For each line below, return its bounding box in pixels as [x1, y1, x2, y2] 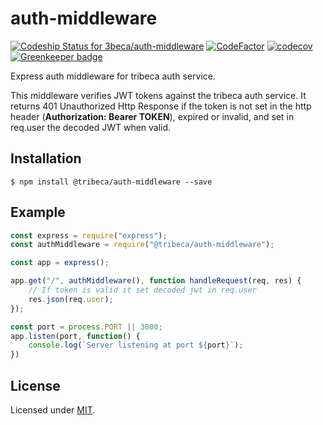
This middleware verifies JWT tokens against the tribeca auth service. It [10, 89, 307, 101]
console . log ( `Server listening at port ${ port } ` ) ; [28, 340, 244, 351]
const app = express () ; [10, 258, 110, 268]
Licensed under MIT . [10, 404, 96, 416]
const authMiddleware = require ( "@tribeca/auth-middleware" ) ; [10, 240, 275, 250]
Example [10, 204, 66, 221]
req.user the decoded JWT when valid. [10, 121, 172, 133]
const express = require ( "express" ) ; [10, 230, 168, 241]
